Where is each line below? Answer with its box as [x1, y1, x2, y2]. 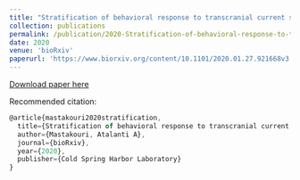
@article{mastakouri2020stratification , [9, 113, 162, 122]
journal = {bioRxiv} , [17, 138, 90, 147]
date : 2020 [9, 37, 50, 47]
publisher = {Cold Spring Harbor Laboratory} [17, 155, 181, 164]
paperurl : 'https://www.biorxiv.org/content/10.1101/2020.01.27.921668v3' [9, 54, 294, 63]
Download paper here [9, 79, 89, 89]
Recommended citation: [9, 96, 97, 107]
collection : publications [9, 21, 105, 30]
